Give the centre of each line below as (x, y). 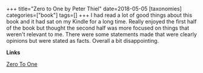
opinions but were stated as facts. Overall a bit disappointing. (83, 41)
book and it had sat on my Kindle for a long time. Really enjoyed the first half (101, 21)
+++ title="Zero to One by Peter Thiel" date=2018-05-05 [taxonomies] (94, 9)
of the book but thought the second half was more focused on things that (98, 28)
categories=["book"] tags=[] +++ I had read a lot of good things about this (99, 15)
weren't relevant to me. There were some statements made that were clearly (101, 34)
